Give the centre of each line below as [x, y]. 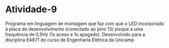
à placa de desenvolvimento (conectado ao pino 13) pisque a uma [74, 29]
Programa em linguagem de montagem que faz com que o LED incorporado [85, 23]
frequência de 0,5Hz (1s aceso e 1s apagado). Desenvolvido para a [75, 34]
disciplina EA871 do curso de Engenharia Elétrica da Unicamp [70, 40]
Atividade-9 [31, 9]
